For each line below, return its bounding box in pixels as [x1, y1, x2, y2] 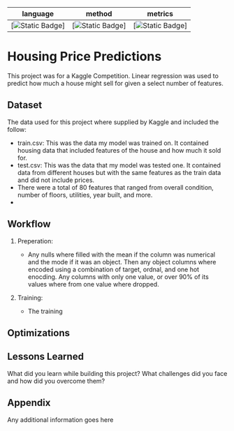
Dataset [7, 99, 43, 111]
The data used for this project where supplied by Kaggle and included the [7, 118, 219, 126]
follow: [7, 125, 27, 133]
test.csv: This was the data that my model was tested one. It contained [17, 160, 221, 169]
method [86, 9, 112, 18]
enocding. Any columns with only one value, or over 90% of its [27, 272, 210, 281]
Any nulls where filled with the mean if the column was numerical [27, 250, 215, 259]
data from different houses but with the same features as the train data [17, 168, 221, 176]
